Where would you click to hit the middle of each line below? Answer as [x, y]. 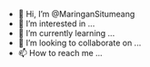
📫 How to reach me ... [60, 53]
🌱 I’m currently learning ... [66, 33]
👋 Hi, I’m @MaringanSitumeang [76, 14]
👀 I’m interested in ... [56, 24]
